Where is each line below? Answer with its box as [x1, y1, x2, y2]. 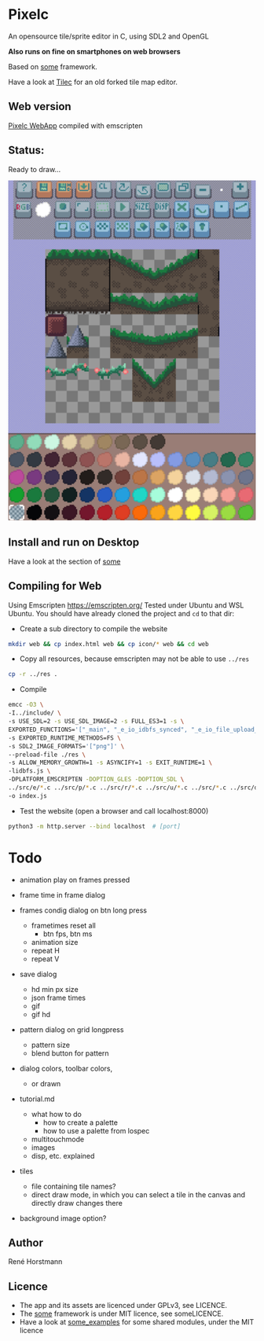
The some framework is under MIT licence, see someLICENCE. [19, 1309, 224, 1318]
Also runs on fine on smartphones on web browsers [8, 46, 181, 56]
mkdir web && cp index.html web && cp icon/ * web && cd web [8, 640, 210, 648]
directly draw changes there [31, 1198, 123, 1207]
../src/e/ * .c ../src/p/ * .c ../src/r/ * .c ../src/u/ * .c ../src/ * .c [8, 784, 226, 792]
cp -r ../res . [8, 670, 58, 678]
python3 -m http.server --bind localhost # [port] [8, 822, 181, 830]
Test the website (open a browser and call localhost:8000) [19, 806, 209, 815]
